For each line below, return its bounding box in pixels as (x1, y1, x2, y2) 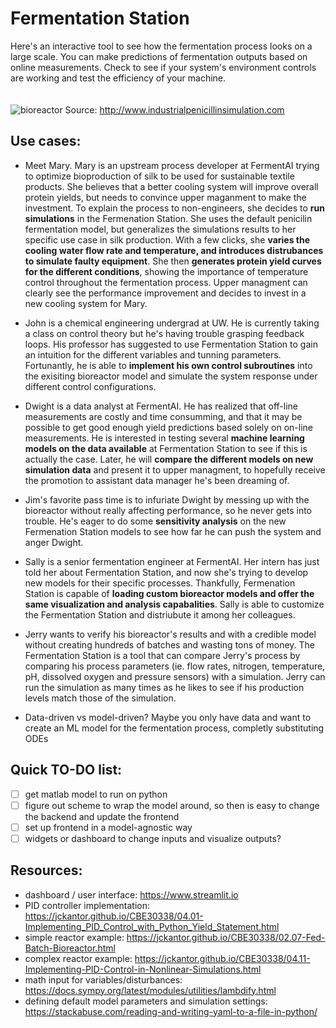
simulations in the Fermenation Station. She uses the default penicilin (24, 212, 313, 224)
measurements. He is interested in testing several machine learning (24, 432, 305, 444)
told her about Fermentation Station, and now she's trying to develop (24, 566, 309, 578)
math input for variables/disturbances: (24, 973, 183, 986)
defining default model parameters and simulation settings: (24, 995, 268, 1007)
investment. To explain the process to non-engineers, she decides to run (24, 202, 325, 214)
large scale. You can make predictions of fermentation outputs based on (10, 50, 308, 62)
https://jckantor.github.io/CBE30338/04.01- (24, 910, 204, 922)
